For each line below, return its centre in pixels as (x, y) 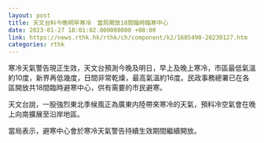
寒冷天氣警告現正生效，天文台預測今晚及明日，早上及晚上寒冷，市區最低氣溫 (132, 68)
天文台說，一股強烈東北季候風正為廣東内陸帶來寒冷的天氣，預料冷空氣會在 (128, 104)
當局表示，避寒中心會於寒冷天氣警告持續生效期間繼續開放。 (104, 131)
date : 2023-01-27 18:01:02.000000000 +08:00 (82, 30)
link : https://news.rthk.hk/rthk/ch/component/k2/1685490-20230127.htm (128, 37)
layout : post (29, 15)
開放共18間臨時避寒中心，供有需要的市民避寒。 (91, 88)
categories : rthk (37, 45)
